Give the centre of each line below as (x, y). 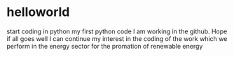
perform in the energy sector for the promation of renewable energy (105, 46)
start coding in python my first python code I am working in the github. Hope (117, 31)
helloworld (38, 12)
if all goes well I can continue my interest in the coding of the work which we (117, 38)
